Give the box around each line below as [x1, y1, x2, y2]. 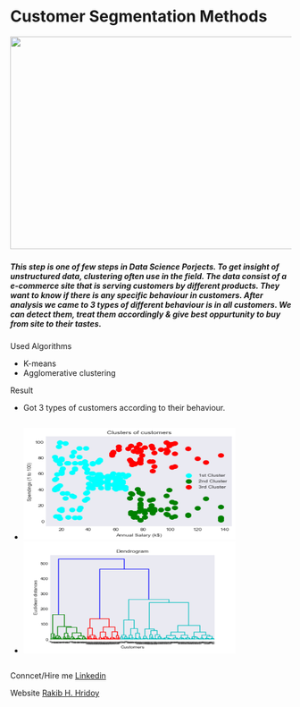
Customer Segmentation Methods [10, 6, 268, 27]
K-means [22, 358, 57, 369]
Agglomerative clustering [22, 367, 116, 378]
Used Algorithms [10, 340, 72, 351]
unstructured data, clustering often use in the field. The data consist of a [10, 270, 287, 281]
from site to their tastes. [10, 318, 102, 328]
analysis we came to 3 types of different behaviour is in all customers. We [10, 299, 292, 310]
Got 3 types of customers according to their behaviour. [22, 402, 226, 413]
